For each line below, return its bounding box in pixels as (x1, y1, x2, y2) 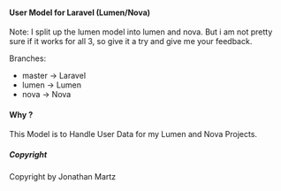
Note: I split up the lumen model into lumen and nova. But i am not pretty (9, 27, 273, 37)
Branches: (9, 53, 47, 64)
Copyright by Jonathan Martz (9, 172, 117, 182)
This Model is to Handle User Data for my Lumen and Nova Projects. (9, 129, 258, 140)
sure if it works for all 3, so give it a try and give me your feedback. (9, 36, 253, 47)
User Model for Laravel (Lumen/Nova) (9, 7, 151, 18)
